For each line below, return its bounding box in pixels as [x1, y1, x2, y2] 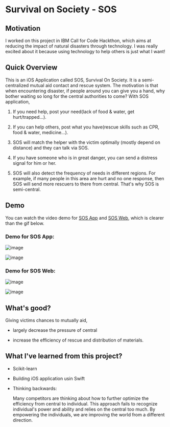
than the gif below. [5, 220, 44, 226]
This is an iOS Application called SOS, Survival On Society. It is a [5, 77, 141, 83]
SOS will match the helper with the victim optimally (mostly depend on [12, 139, 161, 145]
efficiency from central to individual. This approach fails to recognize [12, 400, 158, 407]
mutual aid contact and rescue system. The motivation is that [30, 82, 158, 88]
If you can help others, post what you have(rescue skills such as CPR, [12, 124, 160, 130]
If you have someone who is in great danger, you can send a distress [12, 155, 158, 161]
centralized [5, 82, 29, 88]
